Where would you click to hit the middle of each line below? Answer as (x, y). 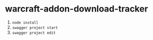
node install (25, 23)
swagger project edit (34, 33)
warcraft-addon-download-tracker (77, 9)
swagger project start (35, 27)
